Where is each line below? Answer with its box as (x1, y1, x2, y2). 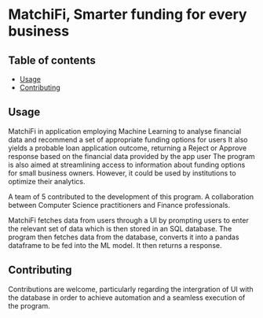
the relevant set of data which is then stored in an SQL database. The (8, 224, 232, 233)
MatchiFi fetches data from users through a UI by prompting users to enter (8, 215, 249, 225)
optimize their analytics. (8, 176, 86, 186)
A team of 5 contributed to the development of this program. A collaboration (8, 191, 254, 202)
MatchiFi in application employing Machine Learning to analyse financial (8, 126, 242, 135)
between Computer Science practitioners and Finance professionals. (8, 200, 231, 209)
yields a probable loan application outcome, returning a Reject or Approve (8, 143, 247, 153)
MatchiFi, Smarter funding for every (8, 6, 247, 24)
